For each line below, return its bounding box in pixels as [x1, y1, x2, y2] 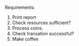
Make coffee [12, 36, 38, 42]
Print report [12, 14, 36, 20]
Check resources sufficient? [12, 20, 71, 26]
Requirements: [5, 5, 35, 10]
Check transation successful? [12, 31, 74, 36]
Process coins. [12, 25, 44, 31]
